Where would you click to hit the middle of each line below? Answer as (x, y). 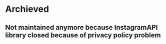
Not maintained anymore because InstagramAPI (81, 27)
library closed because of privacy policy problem (83, 35)
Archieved (27, 9)
